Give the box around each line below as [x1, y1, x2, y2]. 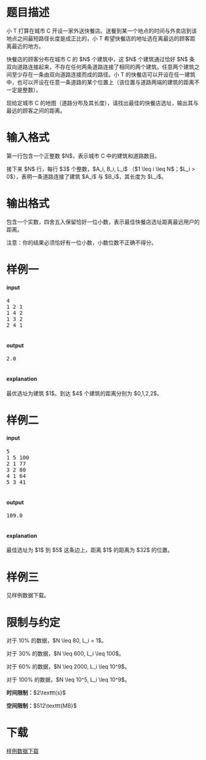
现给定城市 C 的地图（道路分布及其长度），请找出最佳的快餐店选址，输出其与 [6, 99, 199, 106]
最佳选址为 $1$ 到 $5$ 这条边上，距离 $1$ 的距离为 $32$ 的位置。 [6, 546, 174, 554]
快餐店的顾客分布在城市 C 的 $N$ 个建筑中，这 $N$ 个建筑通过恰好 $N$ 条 [6, 55, 195, 63]
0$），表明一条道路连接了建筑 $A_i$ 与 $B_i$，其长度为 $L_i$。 [6, 173, 167, 180]
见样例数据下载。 [6, 592, 50, 599]
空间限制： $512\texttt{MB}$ [6, 702, 77, 710]
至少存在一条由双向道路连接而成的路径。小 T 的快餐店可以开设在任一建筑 [11, 71, 196, 78]
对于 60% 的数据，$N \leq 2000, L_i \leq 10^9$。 [6, 663, 131, 670]
